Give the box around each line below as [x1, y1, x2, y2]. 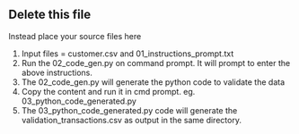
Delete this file [8, 7, 92, 22]
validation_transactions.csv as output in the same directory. [21, 114, 242, 125]
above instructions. [21, 67, 93, 78]
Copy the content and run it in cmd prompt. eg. [21, 86, 196, 96]
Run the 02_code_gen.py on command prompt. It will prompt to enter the [21, 57, 291, 68]
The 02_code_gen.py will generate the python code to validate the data [21, 76, 286, 88]
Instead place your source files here [8, 30, 142, 41]
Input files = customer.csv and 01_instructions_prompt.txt [21, 48, 234, 59]
